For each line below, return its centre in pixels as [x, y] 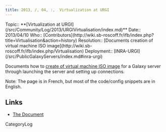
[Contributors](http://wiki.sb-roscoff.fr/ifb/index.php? [98, 35]
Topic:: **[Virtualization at [33, 24]
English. [13, 87]
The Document [28, 114]
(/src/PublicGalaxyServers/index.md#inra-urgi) [54, 56]
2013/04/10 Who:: [24, 35]
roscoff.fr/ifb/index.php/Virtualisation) [45, 51]
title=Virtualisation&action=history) [41, 40]
